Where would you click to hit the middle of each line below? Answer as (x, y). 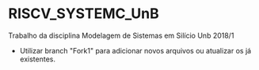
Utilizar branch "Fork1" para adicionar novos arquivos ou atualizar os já (135, 50)
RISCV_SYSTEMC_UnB (84, 14)
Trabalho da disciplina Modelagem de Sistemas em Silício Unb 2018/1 (121, 35)
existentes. (37, 59)
